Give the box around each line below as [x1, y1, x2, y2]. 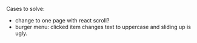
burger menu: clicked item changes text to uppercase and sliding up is [15, 24, 191, 30]
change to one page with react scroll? [15, 17, 110, 24]
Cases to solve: [6, 5, 45, 12]
